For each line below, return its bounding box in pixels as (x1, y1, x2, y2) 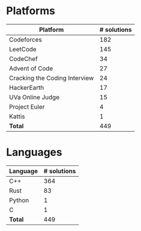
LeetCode (9, 45, 37, 53)
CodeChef (9, 54, 38, 63)
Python (9, 196, 30, 204)
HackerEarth (9, 83, 44, 92)
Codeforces (9, 35, 43, 44)
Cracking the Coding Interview (9, 74, 94, 82)
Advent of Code (9, 64, 53, 72)
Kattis (9, 112, 25, 121)
